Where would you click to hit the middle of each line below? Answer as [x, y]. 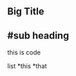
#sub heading [38, 36]
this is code [24, 53]
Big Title [26, 12]
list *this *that [27, 66]
